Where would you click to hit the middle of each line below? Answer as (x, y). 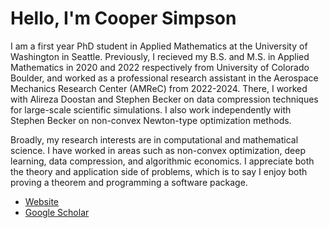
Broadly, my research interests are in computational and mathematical (154, 139)
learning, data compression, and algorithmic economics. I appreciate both (162, 161)
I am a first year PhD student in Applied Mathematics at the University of (159, 46)
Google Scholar (57, 212)
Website (42, 201)
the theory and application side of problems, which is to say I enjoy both (159, 171)
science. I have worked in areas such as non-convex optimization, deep (158, 150)
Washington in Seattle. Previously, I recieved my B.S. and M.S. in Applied (160, 56)
